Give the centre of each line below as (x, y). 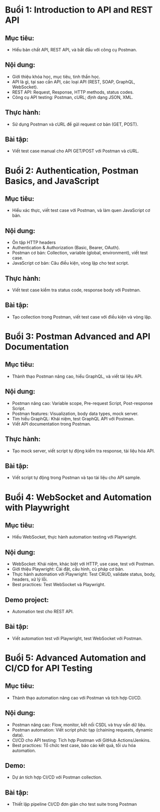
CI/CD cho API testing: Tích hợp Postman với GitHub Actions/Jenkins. (81, 740)
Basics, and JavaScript (52, 181)
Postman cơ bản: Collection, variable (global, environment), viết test (80, 253)
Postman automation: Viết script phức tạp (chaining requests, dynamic (82, 730)
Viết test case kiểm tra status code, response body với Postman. (76, 290)
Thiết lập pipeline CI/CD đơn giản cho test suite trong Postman (74, 804)
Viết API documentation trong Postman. (51, 424)
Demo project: (27, 600)
